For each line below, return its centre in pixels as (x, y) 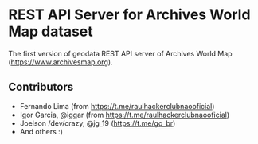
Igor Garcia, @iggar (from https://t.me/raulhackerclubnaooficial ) (124, 115)
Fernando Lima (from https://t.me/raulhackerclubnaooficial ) (117, 106)
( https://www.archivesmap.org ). (61, 62)
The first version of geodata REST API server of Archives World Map (120, 53)
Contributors (41, 87)
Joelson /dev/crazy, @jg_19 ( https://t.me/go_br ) (98, 123)
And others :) (41, 131)
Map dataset (51, 31)
